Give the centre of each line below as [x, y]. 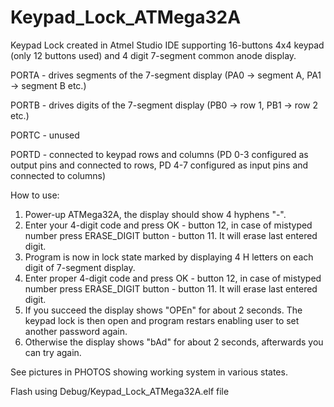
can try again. [53, 352]
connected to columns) [58, 175]
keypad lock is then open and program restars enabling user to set [162, 320]
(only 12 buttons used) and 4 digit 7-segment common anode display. [153, 55]
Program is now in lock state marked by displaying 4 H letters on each [169, 257]
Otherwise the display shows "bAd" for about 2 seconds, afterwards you [174, 342]
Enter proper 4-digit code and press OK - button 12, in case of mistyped [173, 278]
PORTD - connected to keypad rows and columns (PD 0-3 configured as [159, 154]
